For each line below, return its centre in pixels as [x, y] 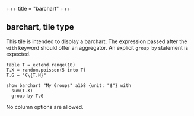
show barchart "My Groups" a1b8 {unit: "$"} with [69, 85]
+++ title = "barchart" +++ [39, 9]
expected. [18, 54]
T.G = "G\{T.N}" [26, 75]
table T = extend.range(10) [41, 65]
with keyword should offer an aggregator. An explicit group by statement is [97, 47]
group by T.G [28, 96]
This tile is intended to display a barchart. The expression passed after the [97, 41]
